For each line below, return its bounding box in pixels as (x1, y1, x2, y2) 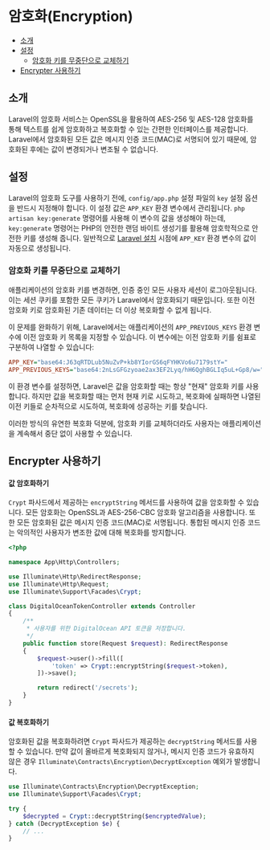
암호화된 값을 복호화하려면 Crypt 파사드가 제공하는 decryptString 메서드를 (8, 737, 243, 746)
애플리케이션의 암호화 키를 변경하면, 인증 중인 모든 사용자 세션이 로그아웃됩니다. (8, 284, 257, 294)
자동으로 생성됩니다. (8, 243, 71, 253)
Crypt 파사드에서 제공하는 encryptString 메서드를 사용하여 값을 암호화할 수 (8, 497, 245, 507)
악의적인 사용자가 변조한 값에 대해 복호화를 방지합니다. (16, 528, 186, 537)
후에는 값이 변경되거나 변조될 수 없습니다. (29, 144, 159, 153)
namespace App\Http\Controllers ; (8, 558, 121, 566)
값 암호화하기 (8, 478, 50, 488)
